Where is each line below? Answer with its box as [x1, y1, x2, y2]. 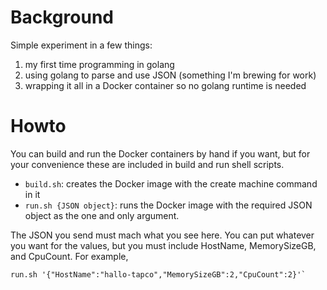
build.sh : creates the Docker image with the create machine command [24, 177, 318, 190]
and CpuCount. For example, [10, 250, 129, 262]
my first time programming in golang [24, 58, 175, 70]
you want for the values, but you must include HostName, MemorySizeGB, [10, 239, 317, 251]
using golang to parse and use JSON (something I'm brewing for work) [24, 69, 317, 81]
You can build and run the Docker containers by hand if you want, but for [10, 147, 311, 160]
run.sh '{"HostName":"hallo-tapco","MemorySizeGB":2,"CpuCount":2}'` [10, 269, 307, 280]
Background [10, 6, 114, 29]
